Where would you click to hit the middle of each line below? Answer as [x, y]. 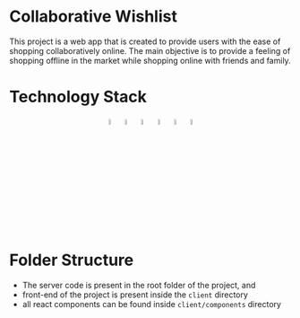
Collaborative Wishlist [93, 17]
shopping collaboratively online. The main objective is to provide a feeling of [150, 50]
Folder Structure [72, 260]
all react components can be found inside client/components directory [152, 305]
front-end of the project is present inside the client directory [135, 295]
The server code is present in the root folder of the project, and [139, 286]
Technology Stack [78, 97]
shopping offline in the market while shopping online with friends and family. [150, 60]
